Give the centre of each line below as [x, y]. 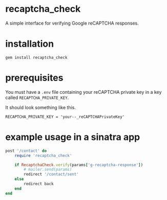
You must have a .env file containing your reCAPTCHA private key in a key [83, 92]
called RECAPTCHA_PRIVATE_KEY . [37, 97]
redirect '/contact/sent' [51, 174]
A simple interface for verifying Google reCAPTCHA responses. [72, 23]
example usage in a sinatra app [73, 137]
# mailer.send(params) [48, 170]
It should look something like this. [40, 107]
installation [30, 44]
